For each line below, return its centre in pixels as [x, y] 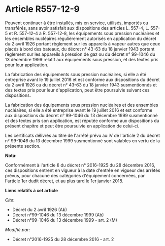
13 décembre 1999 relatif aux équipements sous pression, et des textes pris [82, 59]
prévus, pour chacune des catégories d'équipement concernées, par [75, 175]
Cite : [10, 200]
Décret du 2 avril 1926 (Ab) [40, 209]
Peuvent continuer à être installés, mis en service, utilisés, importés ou [77, 23]
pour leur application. [27, 65]
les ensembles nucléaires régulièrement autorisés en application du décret [81, 39]
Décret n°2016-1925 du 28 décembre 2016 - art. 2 [63, 239]
